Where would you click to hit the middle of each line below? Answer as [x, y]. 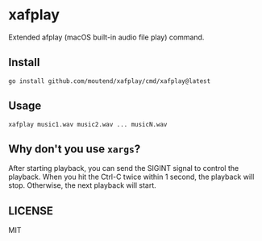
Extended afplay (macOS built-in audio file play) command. [106, 37]
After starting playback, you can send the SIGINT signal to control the [124, 168]
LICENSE [31, 211]
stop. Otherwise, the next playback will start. [83, 185]
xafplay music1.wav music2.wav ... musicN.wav [88, 124]
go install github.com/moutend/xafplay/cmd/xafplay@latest [110, 81]
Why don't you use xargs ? [75, 149]
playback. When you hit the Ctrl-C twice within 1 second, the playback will [131, 177]
